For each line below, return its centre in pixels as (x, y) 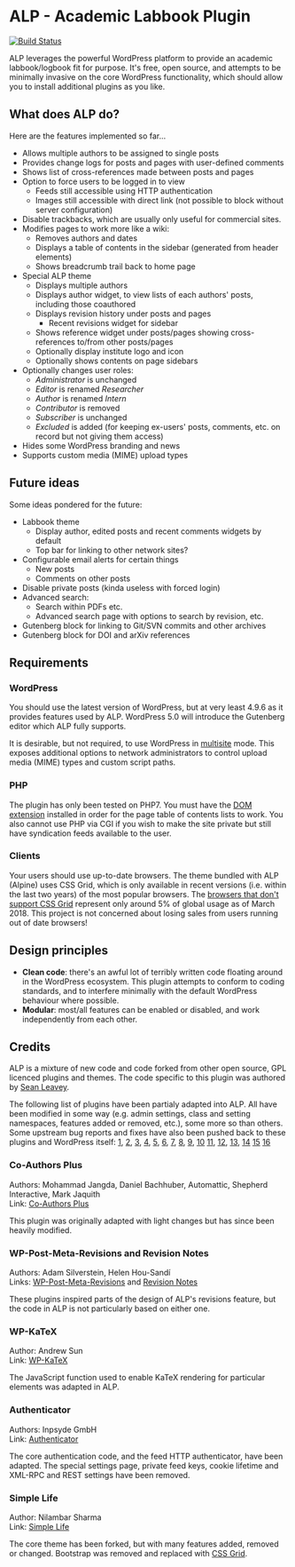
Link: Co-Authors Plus (49, 1203)
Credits (30, 1047)
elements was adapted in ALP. (64, 1387)
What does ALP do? (65, 114)
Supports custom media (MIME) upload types (105, 455)
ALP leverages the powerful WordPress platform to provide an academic (141, 58)
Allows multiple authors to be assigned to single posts (120, 153)
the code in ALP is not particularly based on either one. (110, 1308)
